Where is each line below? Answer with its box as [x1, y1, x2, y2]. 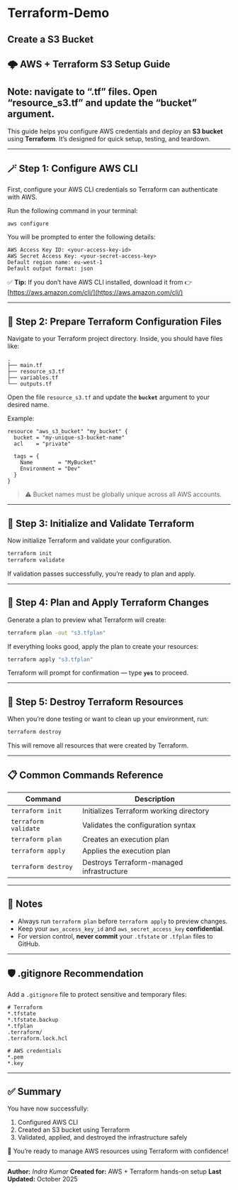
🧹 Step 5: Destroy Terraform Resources [7, 696, 184, 708]
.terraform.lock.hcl [7, 1035, 69, 1042]
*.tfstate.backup [7, 1016, 59, 1023]
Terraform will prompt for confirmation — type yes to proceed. [7, 669, 189, 677]
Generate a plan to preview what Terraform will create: [7, 616, 166, 624]
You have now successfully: [7, 1104, 89, 1113]
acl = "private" [13, 440, 72, 448]
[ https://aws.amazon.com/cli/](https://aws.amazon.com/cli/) [7, 288, 183, 297]
